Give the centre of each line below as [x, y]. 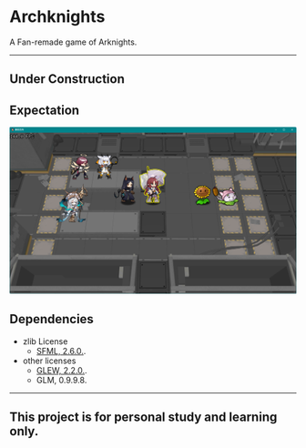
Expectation [45, 110]
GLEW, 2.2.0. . [62, 370]
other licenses [49, 361]
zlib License [45, 341]
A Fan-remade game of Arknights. [73, 42]
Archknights [57, 17]
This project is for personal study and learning [143, 417]
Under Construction [67, 79]
